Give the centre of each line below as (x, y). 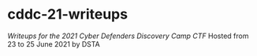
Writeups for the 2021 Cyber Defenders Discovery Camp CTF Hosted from (128, 36)
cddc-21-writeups (67, 14)
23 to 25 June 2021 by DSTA (54, 44)
